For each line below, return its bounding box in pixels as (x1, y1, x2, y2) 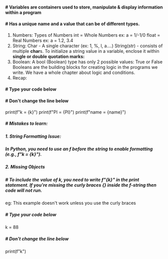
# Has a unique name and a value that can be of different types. (5, 21, 140, 27)
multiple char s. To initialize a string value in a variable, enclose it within (12, 48, 159, 54)
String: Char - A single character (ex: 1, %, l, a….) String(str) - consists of (12, 43, 163, 49)
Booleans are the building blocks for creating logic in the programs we (12, 64, 158, 70)
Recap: (12, 74, 28, 80)
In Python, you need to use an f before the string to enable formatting (5, 146, 153, 152)
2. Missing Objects (5, 164, 45, 170)
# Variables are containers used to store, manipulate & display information (5, 4, 163, 10)
